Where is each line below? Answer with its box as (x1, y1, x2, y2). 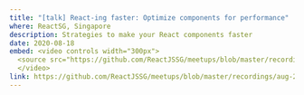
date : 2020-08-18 (9, 38, 75, 48)
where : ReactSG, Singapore (9, 22, 111, 31)
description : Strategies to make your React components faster (9, 30, 253, 39)
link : (9, 72, 30, 81)
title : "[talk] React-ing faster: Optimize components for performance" (9, 13, 290, 23)
